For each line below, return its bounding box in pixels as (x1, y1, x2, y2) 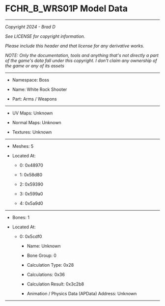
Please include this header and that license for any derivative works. (5, 43, 144, 49)
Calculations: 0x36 (27, 271, 65, 278)
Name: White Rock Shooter (12, 86, 67, 92)
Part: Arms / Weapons (12, 96, 57, 102)
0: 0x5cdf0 (19, 233, 42, 239)
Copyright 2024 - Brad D (5, 24, 55, 29)
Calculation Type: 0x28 (27, 262, 74, 268)
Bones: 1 (12, 214, 29, 220)
